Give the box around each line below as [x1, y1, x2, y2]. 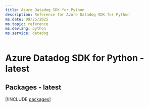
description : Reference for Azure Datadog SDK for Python [5, 12, 130, 17]
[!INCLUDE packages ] [5, 96, 51, 102]
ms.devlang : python [5, 26, 46, 31]
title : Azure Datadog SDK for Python [5, 7, 85, 13]
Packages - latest [5, 83, 62, 91]
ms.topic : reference [5, 21, 49, 27]
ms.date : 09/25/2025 [5, 17, 49, 22]
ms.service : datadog [5, 31, 49, 36]
